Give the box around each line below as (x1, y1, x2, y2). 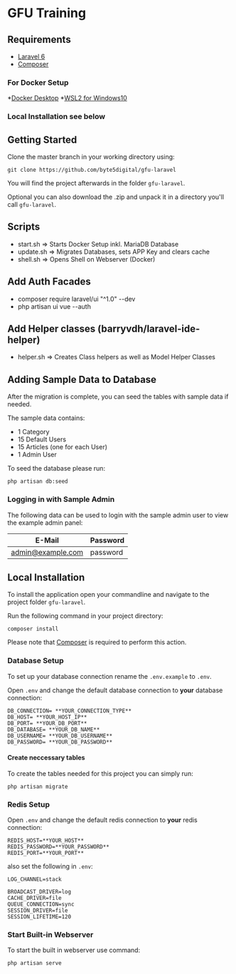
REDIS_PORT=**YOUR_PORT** (7, 850, 84, 857)
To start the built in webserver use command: (7, 946, 141, 955)
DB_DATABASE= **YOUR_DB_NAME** (7, 726, 100, 733)
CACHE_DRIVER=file (7, 895, 62, 902)
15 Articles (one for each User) (17, 443, 108, 451)
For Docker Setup (7, 77, 69, 87)
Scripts (7, 221, 41, 233)
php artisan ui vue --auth (17, 302, 91, 311)
